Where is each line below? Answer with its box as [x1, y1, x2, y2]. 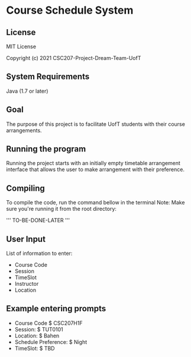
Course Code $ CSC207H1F [14, 319, 83, 327]
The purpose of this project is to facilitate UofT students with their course [6, 120, 185, 128]
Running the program [6, 144, 86, 154]
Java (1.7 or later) [6, 87, 48, 94]
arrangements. [6, 127, 43, 134]
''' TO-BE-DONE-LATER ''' [6, 217, 70, 224]
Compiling [6, 183, 46, 193]
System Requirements [6, 72, 90, 82]
